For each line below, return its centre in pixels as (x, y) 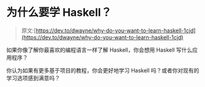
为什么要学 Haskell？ (59, 12)
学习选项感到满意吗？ (33, 78)
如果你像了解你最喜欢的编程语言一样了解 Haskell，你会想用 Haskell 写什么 (99, 50)
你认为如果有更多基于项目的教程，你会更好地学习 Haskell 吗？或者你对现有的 (103, 70)
